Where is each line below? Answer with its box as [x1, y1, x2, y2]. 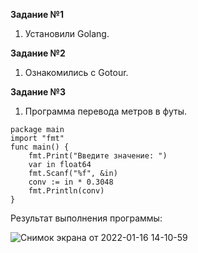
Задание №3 [10, 86, 67, 98]
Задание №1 [10, 9, 65, 20]
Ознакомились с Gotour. [24, 67, 129, 78]
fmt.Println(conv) [28, 186, 105, 196]
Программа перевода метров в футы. [24, 105, 187, 117]
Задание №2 [10, 47, 66, 59]
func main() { [10, 142, 70, 152]
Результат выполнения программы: [10, 212, 163, 224]
